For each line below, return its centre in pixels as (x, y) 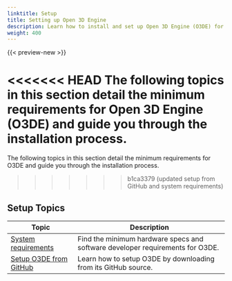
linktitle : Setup (32, 13)
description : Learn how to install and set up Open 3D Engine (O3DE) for (116, 26)
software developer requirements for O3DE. (148, 248)
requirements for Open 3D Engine (105, 109)
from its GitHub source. (115, 268)
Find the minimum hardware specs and (141, 239)
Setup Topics (36, 208)
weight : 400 (24, 33)
